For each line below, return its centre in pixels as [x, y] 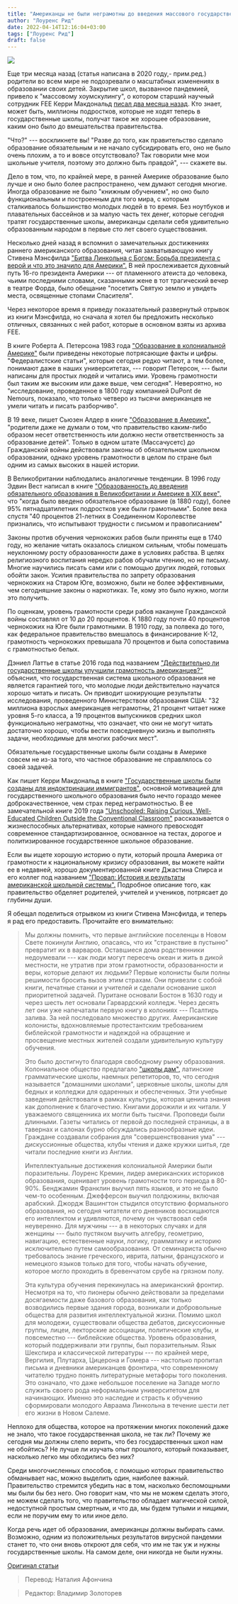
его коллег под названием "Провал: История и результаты [96, 877]
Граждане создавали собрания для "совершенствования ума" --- [125, 1137]
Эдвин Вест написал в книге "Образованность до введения [98, 486]
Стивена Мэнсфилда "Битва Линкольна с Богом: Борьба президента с [114, 258]
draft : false [27, 40]
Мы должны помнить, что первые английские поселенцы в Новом [125, 935]
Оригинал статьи [33, 1566]
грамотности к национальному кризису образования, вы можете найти [116, 863]
